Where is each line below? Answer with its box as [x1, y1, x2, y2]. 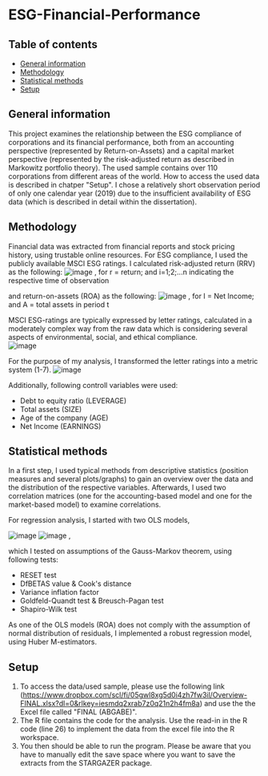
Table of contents [8, 38, 98, 51]
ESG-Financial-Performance [8, 6, 201, 24]
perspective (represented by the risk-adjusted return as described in [8, 154, 234, 164]
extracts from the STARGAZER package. [19, 758, 153, 768]
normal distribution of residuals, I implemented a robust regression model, [8, 628, 252, 638]
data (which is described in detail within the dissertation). [8, 196, 198, 206]
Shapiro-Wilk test [19, 604, 78, 614]
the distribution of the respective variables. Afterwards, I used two [8, 483, 226, 492]
